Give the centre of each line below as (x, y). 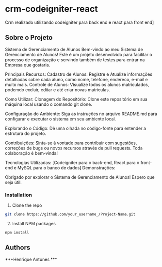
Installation (19, 195)
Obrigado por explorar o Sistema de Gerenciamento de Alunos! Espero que (80, 177)
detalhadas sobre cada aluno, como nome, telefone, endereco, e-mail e (76, 79)
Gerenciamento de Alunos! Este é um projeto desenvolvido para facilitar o (79, 54)
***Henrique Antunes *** (31, 259)
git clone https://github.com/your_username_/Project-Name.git (70, 215)
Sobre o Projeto (29, 38)
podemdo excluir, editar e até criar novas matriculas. (57, 90)
